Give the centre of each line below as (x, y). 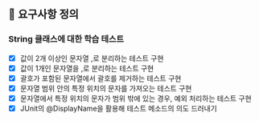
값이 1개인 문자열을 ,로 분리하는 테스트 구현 (87, 68)
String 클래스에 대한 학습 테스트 (66, 39)
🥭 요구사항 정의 (43, 14)
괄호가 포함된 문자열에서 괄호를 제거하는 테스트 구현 (101, 78)
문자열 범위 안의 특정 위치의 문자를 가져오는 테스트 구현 (106, 88)
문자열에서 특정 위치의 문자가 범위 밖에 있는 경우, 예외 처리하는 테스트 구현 (136, 98)
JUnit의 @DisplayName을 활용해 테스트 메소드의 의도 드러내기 (118, 108)
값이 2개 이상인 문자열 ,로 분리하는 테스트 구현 (92, 58)
